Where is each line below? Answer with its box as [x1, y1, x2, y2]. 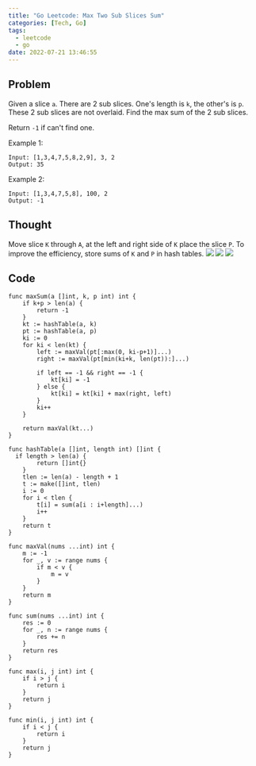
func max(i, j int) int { [8, 668, 94, 676]
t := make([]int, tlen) [22, 480, 101, 488]
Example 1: [8, 138, 44, 148]
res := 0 [22, 619, 52, 627]
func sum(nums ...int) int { [8, 612, 105, 620]
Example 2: [8, 174, 45, 183]
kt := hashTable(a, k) [22, 321, 97, 329]
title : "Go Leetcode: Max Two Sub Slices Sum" [8, 11, 165, 20]
